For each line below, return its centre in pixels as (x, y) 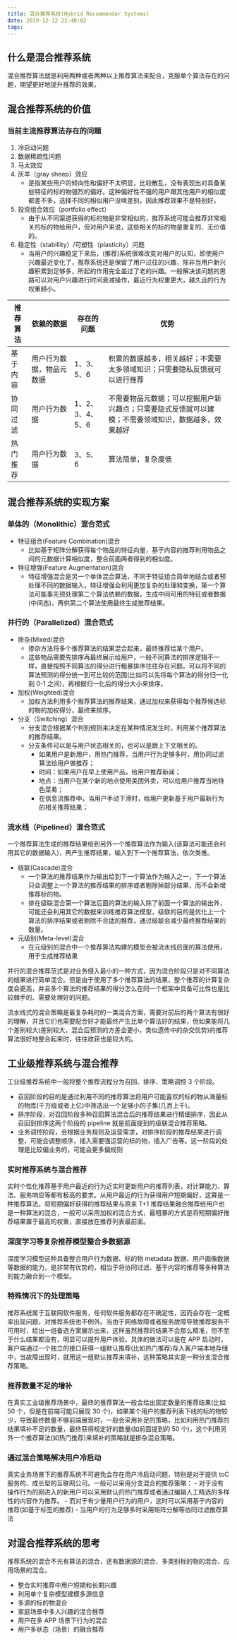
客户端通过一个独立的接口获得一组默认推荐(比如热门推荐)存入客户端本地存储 (118, 1348)
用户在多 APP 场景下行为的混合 (62, 1620)
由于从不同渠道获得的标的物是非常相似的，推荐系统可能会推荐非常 (124, 218)
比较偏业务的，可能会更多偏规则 (77, 1149)
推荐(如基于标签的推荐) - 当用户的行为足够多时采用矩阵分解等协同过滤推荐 (115, 1510)
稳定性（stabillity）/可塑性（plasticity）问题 (81, 244)
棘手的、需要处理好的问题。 (53, 998)
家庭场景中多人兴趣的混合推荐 (61, 1612)
